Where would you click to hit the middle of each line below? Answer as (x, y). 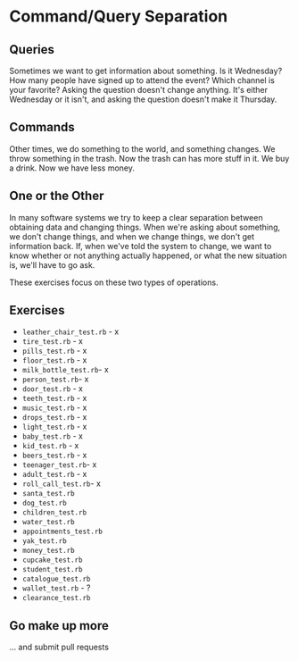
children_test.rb (54, 513)
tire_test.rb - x (52, 341)
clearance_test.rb (56, 598)
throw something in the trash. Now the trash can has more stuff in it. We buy (149, 158)
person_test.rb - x (55, 379)
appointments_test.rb (62, 532)
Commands (42, 127)
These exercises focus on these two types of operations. (114, 282)
